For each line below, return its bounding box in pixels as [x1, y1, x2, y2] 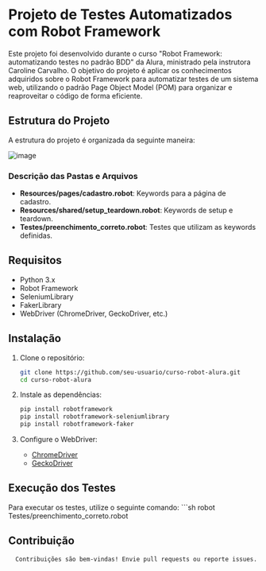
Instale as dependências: [19, 390, 102, 399]
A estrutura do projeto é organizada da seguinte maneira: [8, 135, 196, 145]
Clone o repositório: [19, 352, 85, 363]
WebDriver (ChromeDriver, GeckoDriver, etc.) [19, 309, 168, 318]
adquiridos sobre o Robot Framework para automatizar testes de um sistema [8, 74, 259, 84]
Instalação [8, 332, 62, 345]
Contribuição [8, 534, 75, 548]
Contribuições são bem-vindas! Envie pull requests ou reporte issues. [15, 555, 258, 563]
